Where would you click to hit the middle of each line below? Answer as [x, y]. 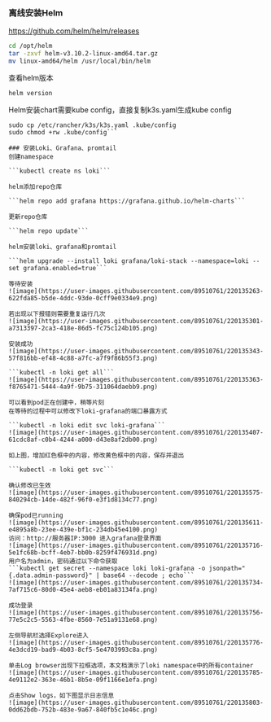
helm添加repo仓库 [35, 186]
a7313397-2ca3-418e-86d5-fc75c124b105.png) [83, 328]
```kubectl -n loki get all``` [61, 372]
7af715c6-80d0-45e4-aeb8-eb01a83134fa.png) [83, 589]
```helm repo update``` [49, 231]
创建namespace [31, 156]
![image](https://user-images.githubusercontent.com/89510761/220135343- [136, 351]
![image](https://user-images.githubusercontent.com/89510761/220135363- [136, 379]
